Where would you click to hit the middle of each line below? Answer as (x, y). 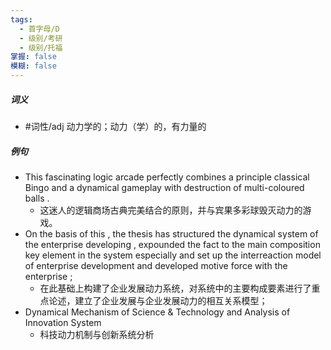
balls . (37, 198)
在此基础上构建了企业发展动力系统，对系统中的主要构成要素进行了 (175, 288)
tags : (21, 19)
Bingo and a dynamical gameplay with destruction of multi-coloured (164, 187)
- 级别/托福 (41, 47)
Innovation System (63, 322)
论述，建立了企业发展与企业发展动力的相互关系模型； (158, 300)
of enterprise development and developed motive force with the (156, 265)
